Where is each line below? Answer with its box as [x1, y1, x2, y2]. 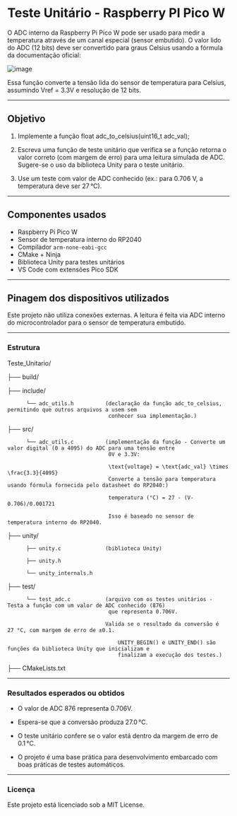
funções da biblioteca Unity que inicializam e [7, 645, 150, 652]
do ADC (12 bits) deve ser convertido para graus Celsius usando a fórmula [7, 43, 224, 52]
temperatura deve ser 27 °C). [17, 182, 102, 190]
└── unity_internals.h [25, 569, 93, 577]
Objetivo [7, 113, 46, 125]
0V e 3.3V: [108, 450, 140, 457]
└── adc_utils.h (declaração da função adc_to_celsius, [25, 400, 222, 407]
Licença [7, 784, 35, 794]
